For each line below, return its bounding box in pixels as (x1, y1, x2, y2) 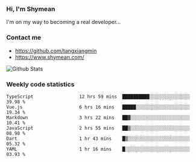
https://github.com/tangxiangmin (14, 47, 97, 54)
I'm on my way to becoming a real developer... (6, 19, 121, 26)
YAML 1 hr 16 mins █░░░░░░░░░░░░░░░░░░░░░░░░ (6, 146, 190, 152)
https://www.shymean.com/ (14, 53, 84, 61)
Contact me (6, 34, 42, 42)
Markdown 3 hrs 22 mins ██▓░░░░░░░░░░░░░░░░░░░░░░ (6, 115, 190, 121)
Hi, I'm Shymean (6, 5, 55, 13)
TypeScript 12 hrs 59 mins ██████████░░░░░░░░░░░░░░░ (6, 94, 190, 100)
